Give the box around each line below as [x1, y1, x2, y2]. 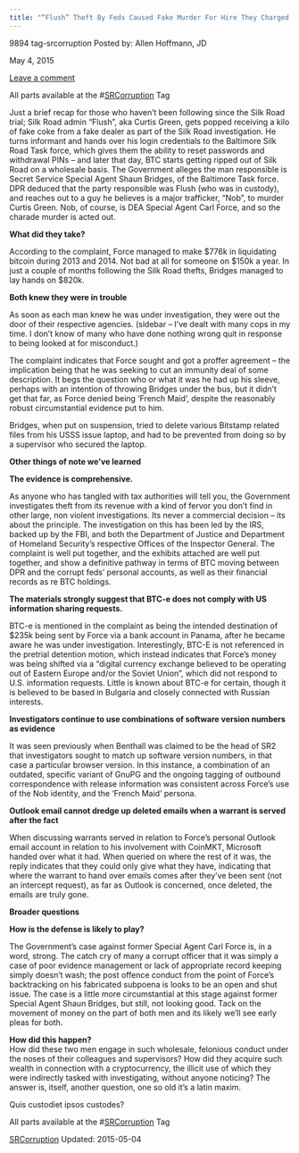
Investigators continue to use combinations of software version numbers [9, 713, 286, 724]
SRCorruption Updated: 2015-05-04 [9, 1133, 142, 1144]
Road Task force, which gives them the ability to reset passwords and [9, 145, 265, 156]
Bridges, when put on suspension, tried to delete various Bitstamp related [9, 419, 279, 430]
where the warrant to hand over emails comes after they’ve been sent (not [9, 870, 283, 880]
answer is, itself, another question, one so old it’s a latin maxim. [9, 1081, 242, 1092]
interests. [9, 696, 44, 707]
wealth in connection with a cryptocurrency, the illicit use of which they [9, 1063, 272, 1073]
